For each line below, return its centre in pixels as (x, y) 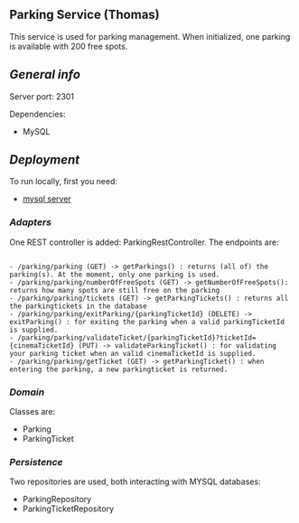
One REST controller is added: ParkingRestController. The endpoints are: (144, 242)
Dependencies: (37, 114)
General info (45, 75)
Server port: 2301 (42, 96)
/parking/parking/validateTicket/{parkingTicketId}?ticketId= (137, 338)
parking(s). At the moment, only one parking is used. (115, 275)
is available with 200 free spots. (69, 46)
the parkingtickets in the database (78, 306)
